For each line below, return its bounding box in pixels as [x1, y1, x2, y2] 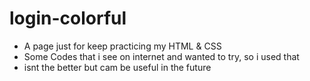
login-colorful [9, 7, 127, 30]
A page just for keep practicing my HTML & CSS [23, 40, 222, 52]
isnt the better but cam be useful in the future [23, 61, 212, 73]
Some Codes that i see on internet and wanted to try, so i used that [23, 50, 300, 62]
